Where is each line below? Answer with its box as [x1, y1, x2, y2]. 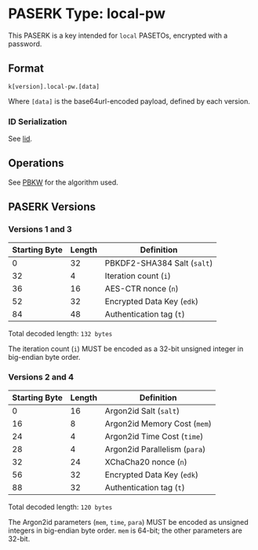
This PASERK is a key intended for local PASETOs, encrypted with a [8, 31, 228, 40]
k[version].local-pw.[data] [8, 82, 100, 90]
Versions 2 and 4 [8, 372, 74, 383]
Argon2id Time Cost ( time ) [104, 431, 204, 442]
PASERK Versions [8, 200, 96, 214]
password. [8, 38, 42, 48]
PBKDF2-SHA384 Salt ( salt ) [104, 257, 213, 268]
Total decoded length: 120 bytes [8, 502, 113, 511]
